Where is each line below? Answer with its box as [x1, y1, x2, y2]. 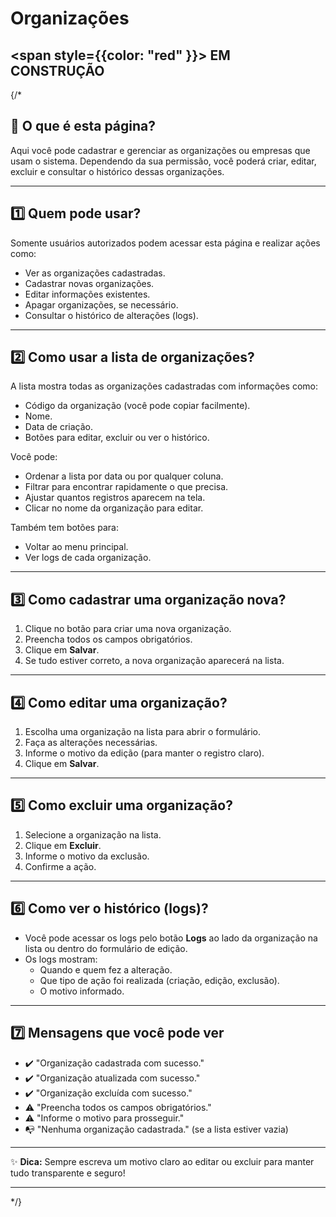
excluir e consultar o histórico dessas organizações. [10, 165, 225, 177]
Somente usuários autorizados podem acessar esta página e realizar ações [10, 237, 321, 249]
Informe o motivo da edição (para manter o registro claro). [24, 747, 265, 759]
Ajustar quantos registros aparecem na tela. [24, 492, 206, 504]
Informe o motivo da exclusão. [24, 850, 150, 862]
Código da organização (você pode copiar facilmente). [24, 400, 251, 412]
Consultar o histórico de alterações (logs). [24, 309, 199, 321]
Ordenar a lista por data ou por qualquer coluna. [24, 470, 224, 482]
